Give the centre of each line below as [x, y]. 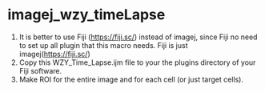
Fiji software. [40, 70]
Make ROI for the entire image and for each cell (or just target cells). [131, 79]
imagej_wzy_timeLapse [86, 15]
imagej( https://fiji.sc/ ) [55, 54]
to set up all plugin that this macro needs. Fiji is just [104, 45]
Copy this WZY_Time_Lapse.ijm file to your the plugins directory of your [137, 62]
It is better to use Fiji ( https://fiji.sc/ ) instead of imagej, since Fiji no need [138, 37]
